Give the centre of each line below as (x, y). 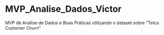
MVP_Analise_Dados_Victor (63, 9)
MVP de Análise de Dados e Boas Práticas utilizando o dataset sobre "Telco (82, 23)
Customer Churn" (23, 28)
